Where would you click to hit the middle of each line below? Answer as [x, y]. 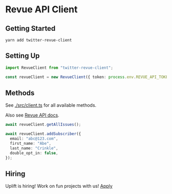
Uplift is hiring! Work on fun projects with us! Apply [59, 186]
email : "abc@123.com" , [34, 139]
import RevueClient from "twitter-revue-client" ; [59, 68]
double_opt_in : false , [34, 153]
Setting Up [23, 56]
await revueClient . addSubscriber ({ [43, 134]
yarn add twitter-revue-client [39, 40]
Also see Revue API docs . [33, 115]
